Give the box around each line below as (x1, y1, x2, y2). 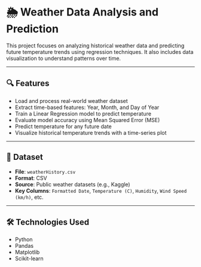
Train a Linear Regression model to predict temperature (14, 110, 151, 117)
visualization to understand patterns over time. (6, 54, 121, 62)
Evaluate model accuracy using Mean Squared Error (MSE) (14, 116, 160, 123)
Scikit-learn (14, 255, 44, 262)
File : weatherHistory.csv (14, 168, 76, 175)
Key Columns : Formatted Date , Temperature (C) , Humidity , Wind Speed (14, 187, 187, 194)
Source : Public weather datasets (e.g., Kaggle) (14, 181, 130, 188)
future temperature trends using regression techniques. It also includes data (6, 48, 194, 55)
